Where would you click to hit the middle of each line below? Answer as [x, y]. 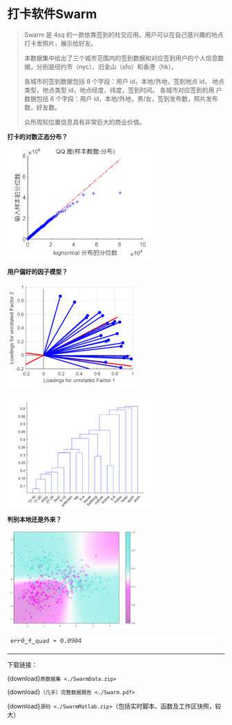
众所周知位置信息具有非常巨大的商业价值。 [85, 122]
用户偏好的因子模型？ [37, 271]
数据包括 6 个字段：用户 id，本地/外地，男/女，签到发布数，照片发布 [121, 98]
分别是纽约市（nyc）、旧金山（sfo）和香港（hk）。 [107, 66]
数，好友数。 [42, 107]
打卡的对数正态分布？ [37, 136]
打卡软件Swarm [52, 14]
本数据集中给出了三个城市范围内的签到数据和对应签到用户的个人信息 [121, 58]
